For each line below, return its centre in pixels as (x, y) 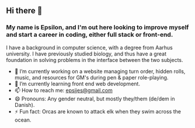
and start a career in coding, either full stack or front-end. (90, 34)
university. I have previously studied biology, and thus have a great (86, 54)
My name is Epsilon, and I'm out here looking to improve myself (97, 27)
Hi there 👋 (24, 11)
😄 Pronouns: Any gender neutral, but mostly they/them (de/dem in (95, 98)
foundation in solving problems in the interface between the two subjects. (95, 60)
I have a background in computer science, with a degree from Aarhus (90, 47)
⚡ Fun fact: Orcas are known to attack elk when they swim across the (97, 111)
